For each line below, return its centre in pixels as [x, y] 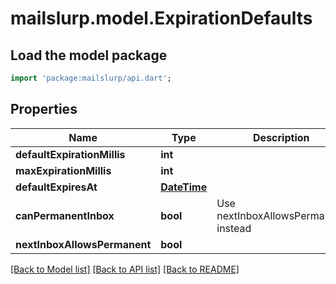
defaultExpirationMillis [70, 154]
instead [234, 228]
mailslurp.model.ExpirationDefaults [161, 18]
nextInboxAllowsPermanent [83, 244]
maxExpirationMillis [63, 170]
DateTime [184, 187]
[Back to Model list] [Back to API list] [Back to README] [125, 269]
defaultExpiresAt [56, 187]
